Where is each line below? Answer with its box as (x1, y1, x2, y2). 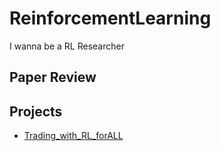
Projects (9, 103, 63, 120)
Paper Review (9, 69, 97, 86)
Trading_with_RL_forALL (23, 130, 124, 142)
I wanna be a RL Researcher (9, 40, 125, 52)
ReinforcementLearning (9, 7, 212, 30)
